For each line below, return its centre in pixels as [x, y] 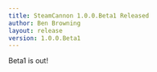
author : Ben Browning [45, 23]
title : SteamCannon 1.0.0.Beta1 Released [79, 16]
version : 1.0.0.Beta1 [45, 38]
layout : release [35, 30]
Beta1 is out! [28, 61]
